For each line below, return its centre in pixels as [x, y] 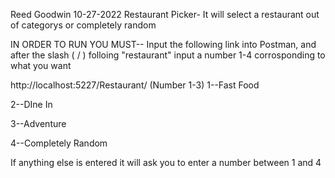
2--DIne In [31, 104]
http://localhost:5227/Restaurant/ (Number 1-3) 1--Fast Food [135, 85]
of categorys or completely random [83, 25]
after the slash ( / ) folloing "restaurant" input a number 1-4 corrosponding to [168, 55]
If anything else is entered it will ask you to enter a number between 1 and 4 [166, 162]
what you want [41, 65]
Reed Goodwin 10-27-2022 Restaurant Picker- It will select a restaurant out [165, 14]
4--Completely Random [59, 143]
